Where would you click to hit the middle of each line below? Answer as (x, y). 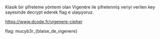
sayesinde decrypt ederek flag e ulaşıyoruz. (50, 12)
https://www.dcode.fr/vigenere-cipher (44, 22)
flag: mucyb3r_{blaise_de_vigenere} (41, 31)
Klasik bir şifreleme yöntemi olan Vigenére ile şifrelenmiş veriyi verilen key (80, 7)
